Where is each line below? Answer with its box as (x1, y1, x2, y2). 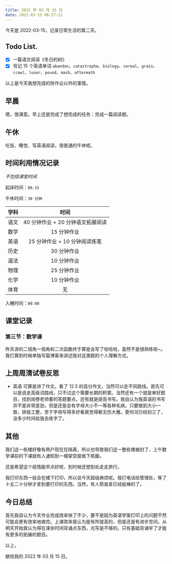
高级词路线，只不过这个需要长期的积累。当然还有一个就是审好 (30, 390, 161, 396)
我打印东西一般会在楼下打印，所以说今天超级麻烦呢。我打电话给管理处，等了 (5, 475, 167, 481)
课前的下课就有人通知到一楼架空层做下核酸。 (9, 453, 104, 459)
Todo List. (5, 42, 38, 51)
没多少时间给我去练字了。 (12, 415, 67, 421)
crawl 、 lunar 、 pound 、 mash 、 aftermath (12, 69, 96, 75)
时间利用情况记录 (5, 159, 59, 167)
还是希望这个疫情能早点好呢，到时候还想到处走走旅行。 (5, 464, 122, 470)
